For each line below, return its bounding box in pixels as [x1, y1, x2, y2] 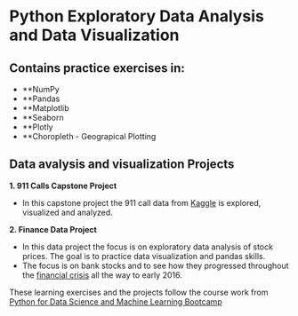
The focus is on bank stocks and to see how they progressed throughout [21, 260, 289, 271]
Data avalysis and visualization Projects [9, 157, 235, 172]
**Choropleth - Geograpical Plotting [21, 131, 157, 141]
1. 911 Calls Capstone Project [9, 180, 117, 191]
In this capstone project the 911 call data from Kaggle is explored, [21, 197, 262, 208]
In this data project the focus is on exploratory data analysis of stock [21, 241, 274, 252]
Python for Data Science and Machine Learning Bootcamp [9, 296, 222, 307]
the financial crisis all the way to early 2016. [21, 269, 182, 280]
